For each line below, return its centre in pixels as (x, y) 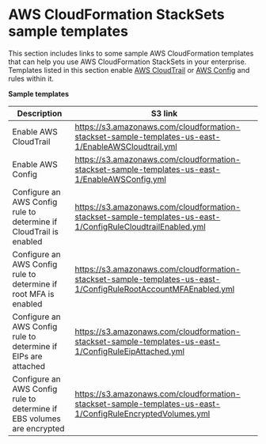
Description (40, 113)
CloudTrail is (36, 231)
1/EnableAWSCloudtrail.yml (126, 146)
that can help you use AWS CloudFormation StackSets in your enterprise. (127, 62)
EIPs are (27, 356)
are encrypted (38, 428)
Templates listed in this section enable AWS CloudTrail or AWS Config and (129, 70)
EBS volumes (37, 419)
